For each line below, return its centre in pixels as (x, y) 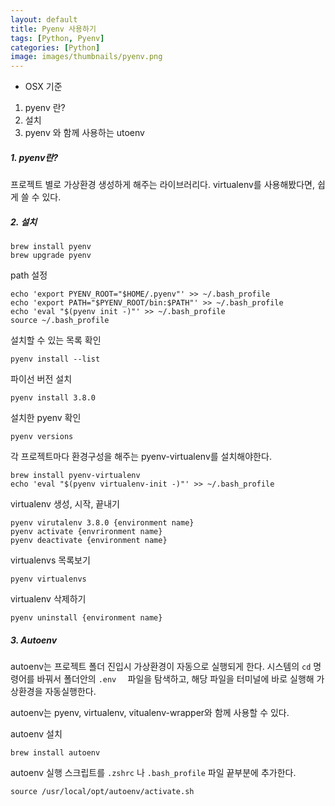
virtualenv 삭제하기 (48, 599)
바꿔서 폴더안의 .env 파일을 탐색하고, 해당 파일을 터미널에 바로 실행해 (175, 679)
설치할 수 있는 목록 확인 (56, 340)
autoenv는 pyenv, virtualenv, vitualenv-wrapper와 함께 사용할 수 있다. (150, 713)
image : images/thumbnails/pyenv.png (86, 57)
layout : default (44, 19)
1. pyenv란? (34, 157)
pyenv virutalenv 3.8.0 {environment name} (102, 523)
